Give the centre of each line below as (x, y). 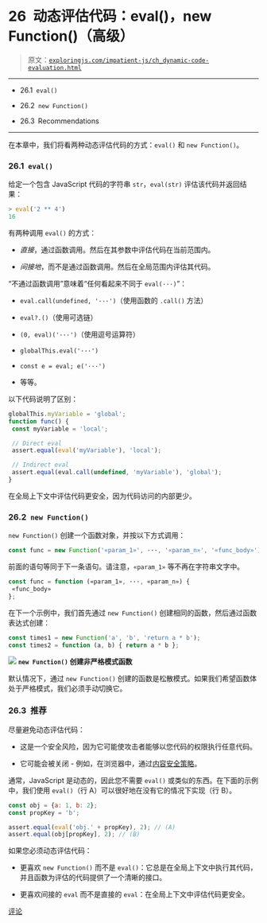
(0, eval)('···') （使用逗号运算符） (80, 334)
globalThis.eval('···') (59, 351)
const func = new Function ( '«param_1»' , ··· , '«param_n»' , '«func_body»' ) (135, 551)
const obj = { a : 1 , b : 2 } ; (53, 805)
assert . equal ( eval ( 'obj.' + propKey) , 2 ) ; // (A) (92, 827)
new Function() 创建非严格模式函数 (75, 661)
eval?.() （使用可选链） (58, 317)
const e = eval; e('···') (62, 366)
